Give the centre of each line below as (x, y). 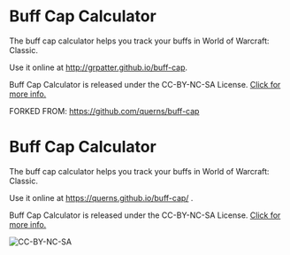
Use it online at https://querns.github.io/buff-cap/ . (101, 197)
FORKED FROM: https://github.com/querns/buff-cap (104, 111)
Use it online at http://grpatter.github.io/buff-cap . (99, 67)
